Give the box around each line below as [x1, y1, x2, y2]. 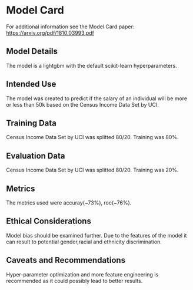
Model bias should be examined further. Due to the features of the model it [6, 232, 187, 239]
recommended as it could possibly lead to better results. [6, 277, 143, 284]
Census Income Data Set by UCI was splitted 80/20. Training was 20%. [6, 166, 179, 174]
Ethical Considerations [6, 216, 91, 226]
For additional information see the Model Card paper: [6, 23, 135, 30]
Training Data [6, 118, 57, 128]
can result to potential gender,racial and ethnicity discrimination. [6, 238, 162, 245]
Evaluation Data [6, 151, 65, 161]
